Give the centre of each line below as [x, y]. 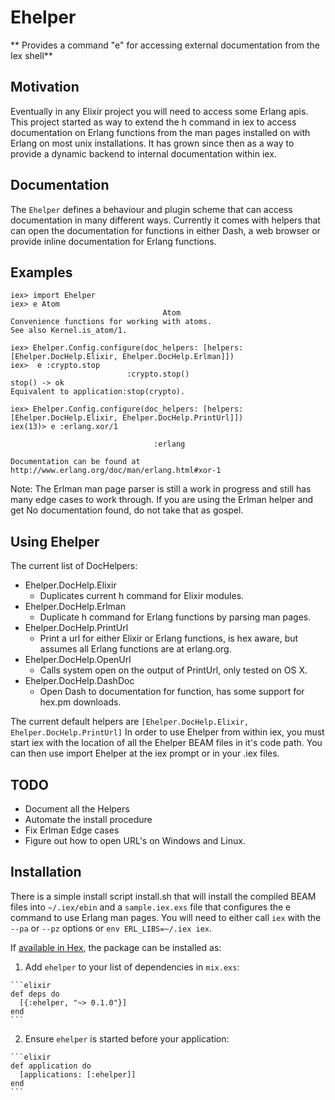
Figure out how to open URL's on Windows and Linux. [135, 840]
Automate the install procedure [88, 819]
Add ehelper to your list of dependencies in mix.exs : [132, 967]
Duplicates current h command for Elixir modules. [142, 596]
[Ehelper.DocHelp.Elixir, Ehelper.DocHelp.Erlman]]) [122, 357]
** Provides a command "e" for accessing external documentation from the [165, 45]
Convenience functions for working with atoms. [111, 322]
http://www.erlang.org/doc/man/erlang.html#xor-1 [116, 471]
